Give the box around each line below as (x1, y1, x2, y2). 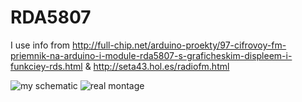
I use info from (10, 39, 71, 51)
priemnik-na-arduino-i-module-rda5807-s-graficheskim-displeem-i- (10, 49, 293, 61)
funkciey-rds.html (10, 60, 83, 72)
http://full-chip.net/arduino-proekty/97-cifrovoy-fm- (72, 39, 287, 51)
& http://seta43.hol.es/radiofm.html (84, 60, 230, 72)
